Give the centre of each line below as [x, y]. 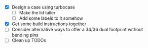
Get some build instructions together [49, 24]
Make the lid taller [37, 13]
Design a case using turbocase [43, 7]
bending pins [25, 35]
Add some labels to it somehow [51, 18]
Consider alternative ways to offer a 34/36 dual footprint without [77, 30]
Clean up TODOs [29, 40]
